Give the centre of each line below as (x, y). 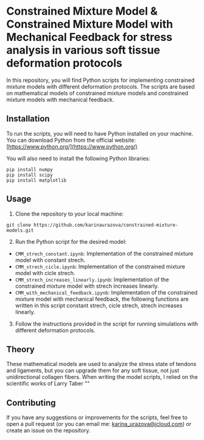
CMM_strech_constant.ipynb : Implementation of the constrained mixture (104, 253)
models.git (20, 230)
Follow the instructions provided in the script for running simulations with (107, 324)
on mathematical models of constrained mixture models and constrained (97, 93)
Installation (28, 119)
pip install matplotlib (37, 180)
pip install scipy (30, 175)
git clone (19, 225)
